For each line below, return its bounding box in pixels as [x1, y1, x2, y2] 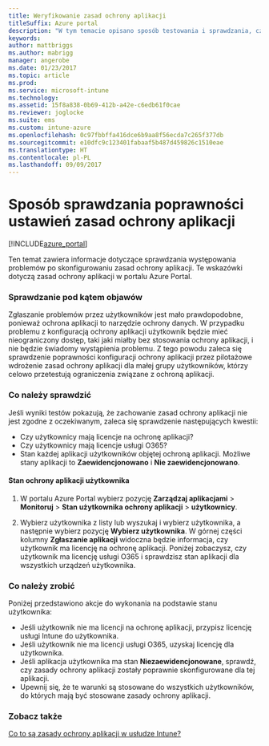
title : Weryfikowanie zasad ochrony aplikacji [8, 11, 167, 20]
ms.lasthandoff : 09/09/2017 [8, 161, 102, 169]
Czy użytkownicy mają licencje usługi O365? [19, 440, 168, 450]
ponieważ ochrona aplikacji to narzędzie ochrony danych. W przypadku [8, 318, 245, 328]
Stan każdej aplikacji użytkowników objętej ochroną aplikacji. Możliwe [19, 448, 251, 458]
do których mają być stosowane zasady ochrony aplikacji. [19, 691, 211, 700]
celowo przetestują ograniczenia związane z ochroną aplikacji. [8, 370, 215, 379]
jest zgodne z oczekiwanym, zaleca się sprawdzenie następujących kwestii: [8, 416, 259, 426]
